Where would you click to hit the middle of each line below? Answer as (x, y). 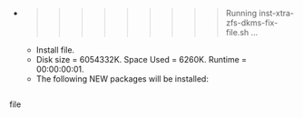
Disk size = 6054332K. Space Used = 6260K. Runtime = (142, 59)
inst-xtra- (276, 13)
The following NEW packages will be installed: (122, 79)
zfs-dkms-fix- (252, 23)
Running (241, 13)
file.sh (237, 32)
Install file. (55, 50)
